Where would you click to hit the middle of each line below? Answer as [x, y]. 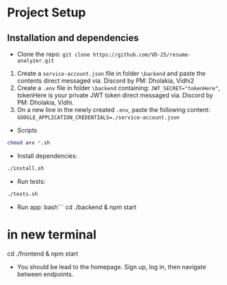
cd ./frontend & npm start [43, 254]
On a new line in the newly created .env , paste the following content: [113, 110]
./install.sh [26, 168]
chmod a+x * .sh [29, 143]
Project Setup [47, 13]
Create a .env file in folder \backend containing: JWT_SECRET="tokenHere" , [119, 88]
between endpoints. [45, 274]
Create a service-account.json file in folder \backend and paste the [111, 73]
